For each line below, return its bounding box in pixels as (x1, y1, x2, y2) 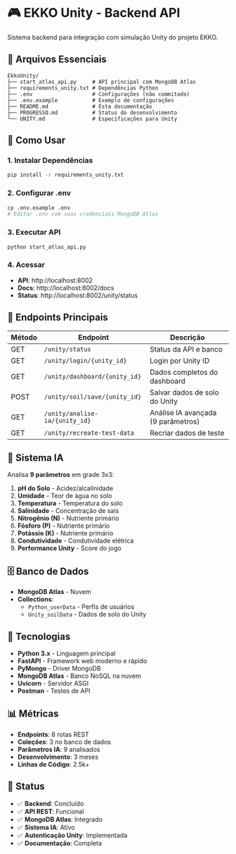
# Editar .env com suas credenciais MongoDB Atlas (7, 211, 159, 218)
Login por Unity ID (150, 356, 210, 366)
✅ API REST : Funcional (17, 807, 84, 815)
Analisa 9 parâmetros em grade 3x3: (7, 471, 114, 479)
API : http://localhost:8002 (17, 276, 93, 285)
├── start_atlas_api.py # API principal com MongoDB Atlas (7, 78, 197, 85)
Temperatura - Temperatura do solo (17, 499, 123, 507)
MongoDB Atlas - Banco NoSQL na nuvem (17, 672, 142, 680)
